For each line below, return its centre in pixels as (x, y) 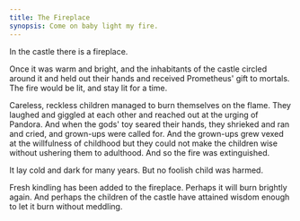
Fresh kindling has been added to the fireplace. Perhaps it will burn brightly (148, 187)
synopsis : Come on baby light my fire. (84, 26)
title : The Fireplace (50, 17)
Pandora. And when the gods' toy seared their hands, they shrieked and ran (150, 124)
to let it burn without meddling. (66, 206)
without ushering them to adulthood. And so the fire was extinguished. (140, 152)
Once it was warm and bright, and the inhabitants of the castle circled (138, 69)
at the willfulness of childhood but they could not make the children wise (144, 143)
